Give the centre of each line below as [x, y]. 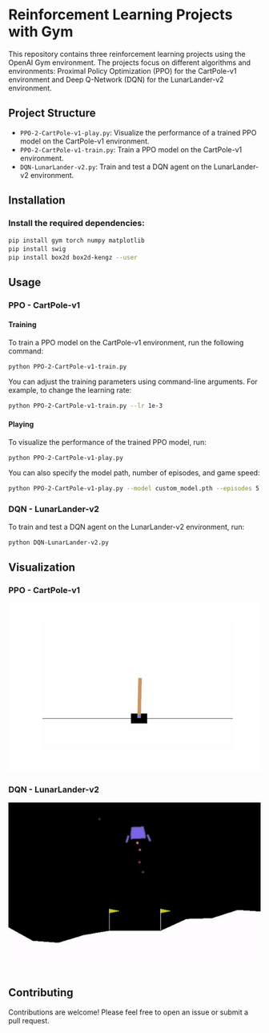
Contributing [41, 993]
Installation [37, 201]
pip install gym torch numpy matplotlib [77, 241]
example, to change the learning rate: [70, 390]
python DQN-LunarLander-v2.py [59, 543]
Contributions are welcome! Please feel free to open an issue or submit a [128, 1012]
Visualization [42, 567]
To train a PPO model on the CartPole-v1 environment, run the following [126, 342]
